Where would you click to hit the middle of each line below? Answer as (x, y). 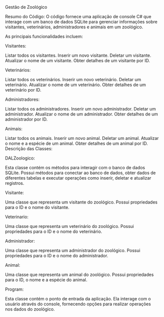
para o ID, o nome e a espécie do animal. (46, 280)
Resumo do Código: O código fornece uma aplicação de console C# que (78, 16)
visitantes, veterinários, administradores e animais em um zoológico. (74, 27)
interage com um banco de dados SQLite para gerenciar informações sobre (81, 22)
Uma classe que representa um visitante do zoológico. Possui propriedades (81, 202)
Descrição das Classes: (29, 148)
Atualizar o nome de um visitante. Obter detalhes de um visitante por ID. (78, 60)
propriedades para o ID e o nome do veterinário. (54, 231)
